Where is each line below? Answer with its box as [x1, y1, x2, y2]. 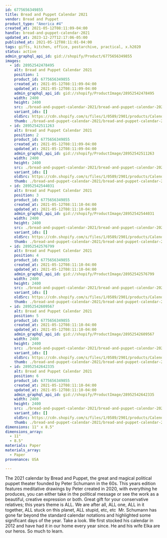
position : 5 [14, 313, 39, 318]
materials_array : [5, 448, 41, 453]
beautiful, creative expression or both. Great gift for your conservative [5, 496, 149, 502]
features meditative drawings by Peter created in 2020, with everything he [5, 486, 158, 492]
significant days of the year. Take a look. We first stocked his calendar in [5, 517, 154, 524]
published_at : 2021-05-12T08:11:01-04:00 [5, 40, 92, 45]
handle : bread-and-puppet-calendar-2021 [5, 30, 90, 35]
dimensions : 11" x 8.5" [5, 424, 55, 429]
